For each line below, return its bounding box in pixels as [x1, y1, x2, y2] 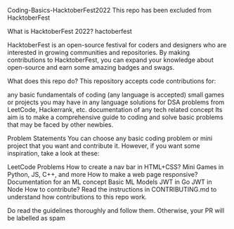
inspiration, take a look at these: [7, 149, 100, 157]
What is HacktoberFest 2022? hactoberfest [7, 27, 132, 35]
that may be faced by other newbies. [7, 120, 114, 129]
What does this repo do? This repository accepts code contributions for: [7, 77, 216, 85]
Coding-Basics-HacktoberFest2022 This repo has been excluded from [7, 6, 212, 14]
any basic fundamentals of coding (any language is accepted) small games [7, 91, 225, 99]
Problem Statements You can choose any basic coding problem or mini [7, 134, 213, 142]
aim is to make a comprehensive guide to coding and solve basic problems [7, 113, 223, 121]
